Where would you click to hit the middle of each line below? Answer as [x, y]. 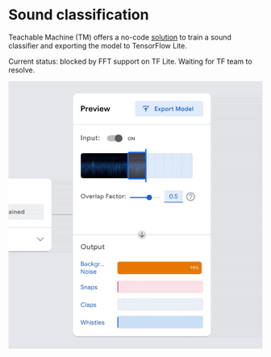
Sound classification [79, 15]
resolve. [22, 69]
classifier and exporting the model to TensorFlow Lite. [98, 45]
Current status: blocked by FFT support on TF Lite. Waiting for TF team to [130, 61]
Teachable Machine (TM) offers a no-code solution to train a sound [120, 37]
